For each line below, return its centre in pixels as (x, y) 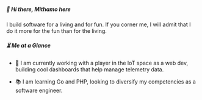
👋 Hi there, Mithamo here (39, 9)
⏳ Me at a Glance (28, 45)
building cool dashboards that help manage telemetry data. (89, 69)
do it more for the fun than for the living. (56, 30)
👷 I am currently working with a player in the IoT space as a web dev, (102, 63)
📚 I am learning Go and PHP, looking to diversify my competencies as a (106, 81)
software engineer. (39, 90)
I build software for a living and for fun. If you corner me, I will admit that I (99, 24)
